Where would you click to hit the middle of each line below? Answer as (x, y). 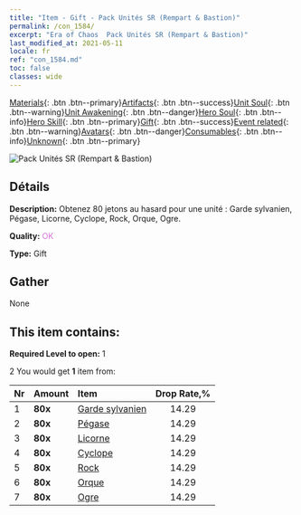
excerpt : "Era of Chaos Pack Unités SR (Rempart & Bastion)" (129, 34)
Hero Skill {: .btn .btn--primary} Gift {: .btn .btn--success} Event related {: (158, 121)
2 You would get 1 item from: (62, 371)
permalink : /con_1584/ (52, 26)
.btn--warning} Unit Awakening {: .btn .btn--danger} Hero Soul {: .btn (134, 112)
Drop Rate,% (183, 394)
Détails (29, 187)
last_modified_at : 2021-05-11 (66, 43)
